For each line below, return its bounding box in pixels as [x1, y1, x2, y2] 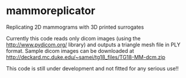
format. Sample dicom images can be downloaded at [6, 47, 134, 54]
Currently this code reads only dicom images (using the [6, 35, 141, 42]
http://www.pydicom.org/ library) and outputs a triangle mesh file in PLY [6, 41, 181, 48]
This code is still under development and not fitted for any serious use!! [6, 65, 179, 72]
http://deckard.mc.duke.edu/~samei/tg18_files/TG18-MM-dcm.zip [6, 53, 166, 60]
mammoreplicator [6, 4, 95, 18]
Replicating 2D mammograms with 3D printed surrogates [6, 23, 144, 30]
